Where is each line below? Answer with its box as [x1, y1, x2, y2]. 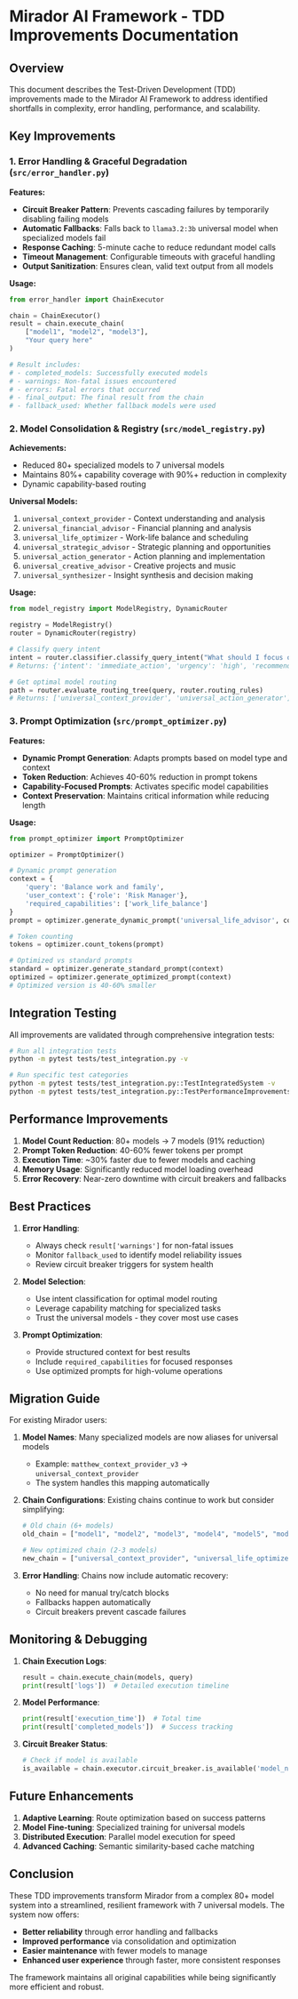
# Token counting [9, 932, 74, 941]
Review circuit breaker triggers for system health [35, 1258, 215, 1269]
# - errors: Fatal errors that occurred [9, 385, 161, 394]
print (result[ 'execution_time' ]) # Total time [21, 1714, 201, 1723]
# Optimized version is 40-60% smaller [9, 981, 157, 990]
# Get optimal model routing [9, 678, 117, 686]
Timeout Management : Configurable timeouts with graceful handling [21, 251, 276, 261]
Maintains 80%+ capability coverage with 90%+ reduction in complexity [21, 470, 287, 480]
